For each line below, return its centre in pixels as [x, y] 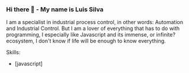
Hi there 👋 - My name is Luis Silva [55, 9]
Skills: [13, 52]
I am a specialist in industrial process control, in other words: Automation [94, 22]
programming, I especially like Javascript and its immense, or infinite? [91, 35]
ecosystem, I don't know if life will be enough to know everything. [86, 41]
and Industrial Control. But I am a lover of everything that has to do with [93, 28]
